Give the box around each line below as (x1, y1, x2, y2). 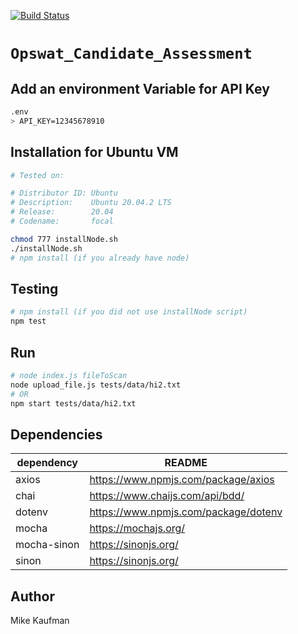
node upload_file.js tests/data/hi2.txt (10, 380, 182, 390)
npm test (10, 316, 47, 327)
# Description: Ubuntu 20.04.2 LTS (10, 198, 172, 208)
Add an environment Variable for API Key (10, 80, 270, 97)
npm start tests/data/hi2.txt (10, 398, 137, 409)
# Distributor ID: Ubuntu (10, 188, 118, 199)
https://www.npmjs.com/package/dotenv (89, 505, 283, 519)
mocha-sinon (15, 538, 80, 552)
